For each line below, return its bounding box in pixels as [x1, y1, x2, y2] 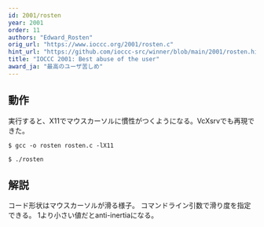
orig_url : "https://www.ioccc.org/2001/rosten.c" [8, 41, 174, 49]
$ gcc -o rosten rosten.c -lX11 [8, 141, 114, 149]
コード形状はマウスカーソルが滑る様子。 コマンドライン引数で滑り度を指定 [8, 201, 251, 211]
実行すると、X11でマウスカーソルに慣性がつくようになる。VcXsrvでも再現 [8, 115, 248, 126]
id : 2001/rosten [8, 11, 61, 20]
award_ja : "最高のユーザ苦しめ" [8, 63, 104, 71]
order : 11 [8, 26, 41, 34]
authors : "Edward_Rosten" [8, 33, 93, 42]
